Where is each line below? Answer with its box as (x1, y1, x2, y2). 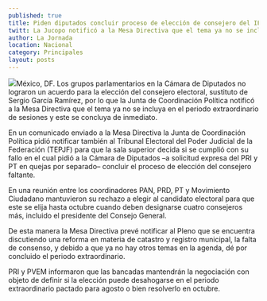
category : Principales (8, 48, 83, 56)
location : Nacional (8, 41, 73, 49)
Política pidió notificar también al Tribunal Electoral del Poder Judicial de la (8, 136, 253, 145)
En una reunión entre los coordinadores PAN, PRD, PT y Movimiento (8, 185, 230, 195)
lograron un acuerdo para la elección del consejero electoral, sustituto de (8, 87, 249, 96)
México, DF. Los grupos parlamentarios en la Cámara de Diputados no (16, 79, 246, 88)
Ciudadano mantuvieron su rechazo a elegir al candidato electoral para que (8, 194, 255, 203)
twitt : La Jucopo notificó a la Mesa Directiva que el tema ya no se (8, 26, 244, 34)
